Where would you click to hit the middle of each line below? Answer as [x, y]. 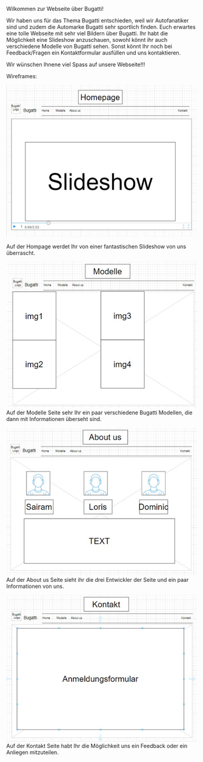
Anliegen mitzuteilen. [32, 752]
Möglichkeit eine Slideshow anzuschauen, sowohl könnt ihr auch [87, 40]
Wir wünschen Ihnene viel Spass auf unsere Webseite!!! [76, 64]
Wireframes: [22, 76]
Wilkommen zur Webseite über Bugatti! [55, 9]
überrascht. [21, 253]
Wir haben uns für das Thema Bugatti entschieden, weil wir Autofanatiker [98, 20]
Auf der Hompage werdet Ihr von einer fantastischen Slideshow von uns [96, 246]
